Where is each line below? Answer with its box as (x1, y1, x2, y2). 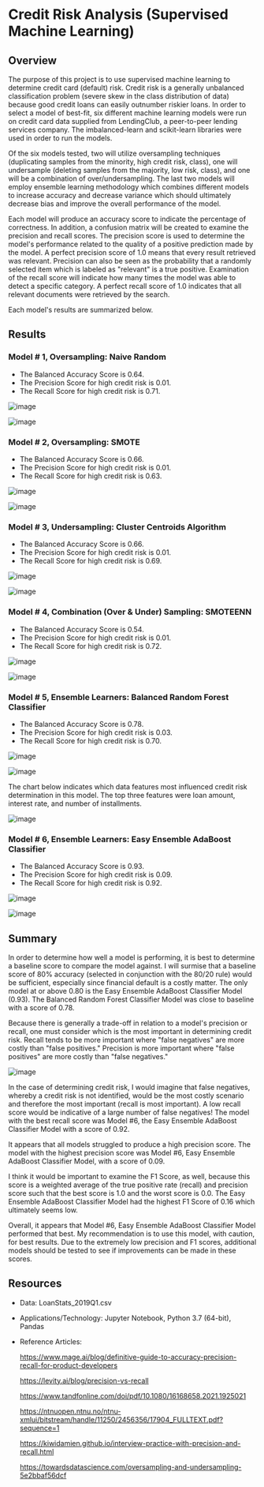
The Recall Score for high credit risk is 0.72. (19, 641, 162, 650)
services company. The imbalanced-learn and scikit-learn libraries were (8, 125, 242, 134)
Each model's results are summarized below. (8, 305, 154, 314)
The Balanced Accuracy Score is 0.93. (19, 862, 144, 871)
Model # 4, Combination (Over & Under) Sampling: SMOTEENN (8, 606, 252, 617)
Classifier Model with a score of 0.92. (8, 1124, 130, 1133)
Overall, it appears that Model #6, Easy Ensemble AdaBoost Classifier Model (8, 1220, 256, 1230)
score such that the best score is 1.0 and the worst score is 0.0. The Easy (8, 1188, 246, 1197)
